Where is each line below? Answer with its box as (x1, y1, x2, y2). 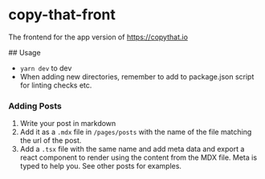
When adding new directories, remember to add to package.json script (19, 71, 255, 81)
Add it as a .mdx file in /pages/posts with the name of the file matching (19, 127, 252, 137)
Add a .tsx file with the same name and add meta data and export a (19, 144, 245, 154)
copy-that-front (8, 6, 116, 24)
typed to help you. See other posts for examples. (19, 161, 182, 171)
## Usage (8, 47, 42, 57)
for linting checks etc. (19, 80, 92, 90)
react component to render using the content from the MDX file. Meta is (19, 153, 258, 162)
